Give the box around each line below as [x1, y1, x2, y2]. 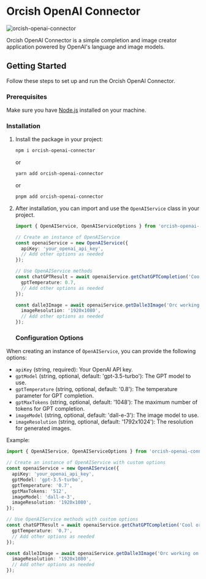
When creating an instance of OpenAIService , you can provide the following [6, 348, 196, 355]
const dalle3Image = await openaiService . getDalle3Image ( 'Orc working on [6, 550, 199, 556]
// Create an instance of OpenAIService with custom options [6, 459, 166, 466]
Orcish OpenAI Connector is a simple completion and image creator [6, 36, 177, 44]
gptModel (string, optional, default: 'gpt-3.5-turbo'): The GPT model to [15, 373, 191, 380]
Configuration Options [15, 333, 84, 342]
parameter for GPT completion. [15, 392, 94, 400]
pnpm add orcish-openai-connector [15, 193, 104, 200]
